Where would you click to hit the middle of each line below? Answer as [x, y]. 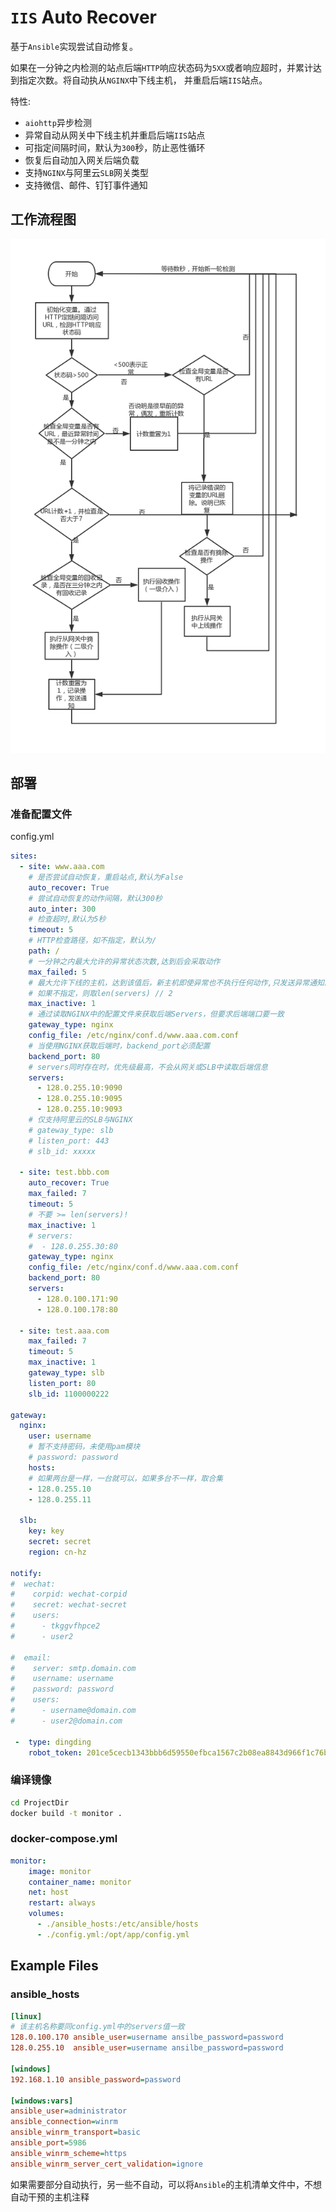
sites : [24, 856]
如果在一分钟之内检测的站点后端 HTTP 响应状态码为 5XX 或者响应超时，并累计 [162, 67]
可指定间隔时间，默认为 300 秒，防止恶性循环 [115, 147]
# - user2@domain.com [66, 1721]
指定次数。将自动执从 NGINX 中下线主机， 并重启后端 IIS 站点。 [143, 80]
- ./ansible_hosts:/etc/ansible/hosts [117, 1924]
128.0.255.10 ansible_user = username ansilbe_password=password [147, 2048]
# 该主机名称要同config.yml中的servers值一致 [97, 2027]
